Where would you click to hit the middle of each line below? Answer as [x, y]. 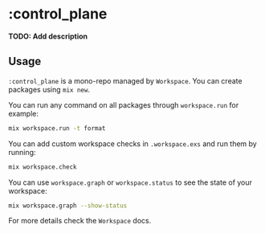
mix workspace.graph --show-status [68, 206]
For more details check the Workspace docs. [80, 221]
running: [22, 152]
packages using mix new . [49, 89]
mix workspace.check [43, 167]
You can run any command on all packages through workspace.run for [124, 104]
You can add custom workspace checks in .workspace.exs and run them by [132, 143]
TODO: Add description [48, 36]
